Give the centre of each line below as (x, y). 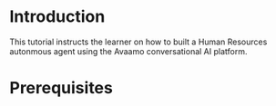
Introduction (57, 17)
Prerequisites (61, 88)
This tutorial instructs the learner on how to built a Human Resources (138, 42)
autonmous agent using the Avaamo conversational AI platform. (128, 51)
